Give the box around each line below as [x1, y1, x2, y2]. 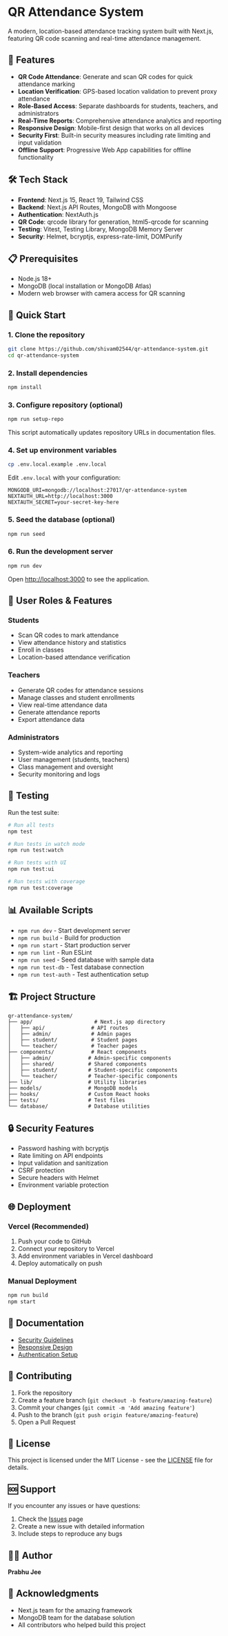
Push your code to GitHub [17, 1237, 92, 1245]
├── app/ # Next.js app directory [8, 1019, 166, 1026]
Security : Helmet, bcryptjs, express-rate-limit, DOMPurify [17, 232, 183, 240]
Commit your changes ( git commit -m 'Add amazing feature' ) [17, 1403, 195, 1411]
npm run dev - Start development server [17, 926, 131, 934]
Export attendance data [17, 715, 85, 723]
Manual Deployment [8, 1276, 77, 1285]
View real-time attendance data [17, 701, 107, 709]
